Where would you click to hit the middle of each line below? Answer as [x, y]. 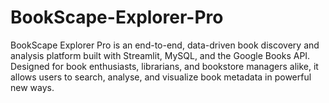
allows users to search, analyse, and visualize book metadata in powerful [161, 77]
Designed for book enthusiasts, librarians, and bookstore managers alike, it [164, 66]
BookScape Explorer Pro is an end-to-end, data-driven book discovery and [165, 45]
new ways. [32, 87]
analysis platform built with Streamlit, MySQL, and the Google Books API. [160, 55]
